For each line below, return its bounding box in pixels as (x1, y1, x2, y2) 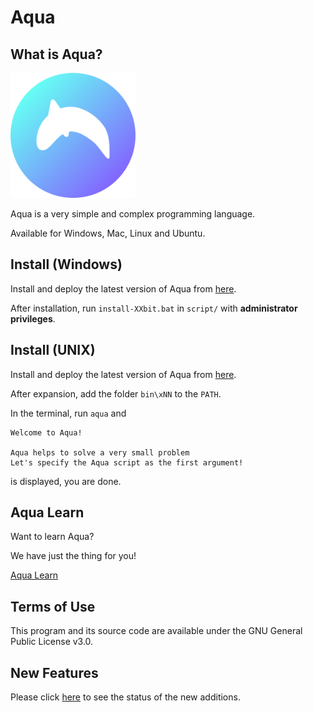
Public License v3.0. (10, 636, 94, 648)
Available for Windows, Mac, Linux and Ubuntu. (10, 227, 206, 239)
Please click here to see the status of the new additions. (10, 691, 241, 703)
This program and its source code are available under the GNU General (10, 625, 303, 637)
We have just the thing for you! (10, 550, 137, 562)
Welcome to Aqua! (10, 427, 83, 438)
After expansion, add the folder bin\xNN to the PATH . (10, 387, 222, 400)
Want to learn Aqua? (10, 531, 95, 543)
